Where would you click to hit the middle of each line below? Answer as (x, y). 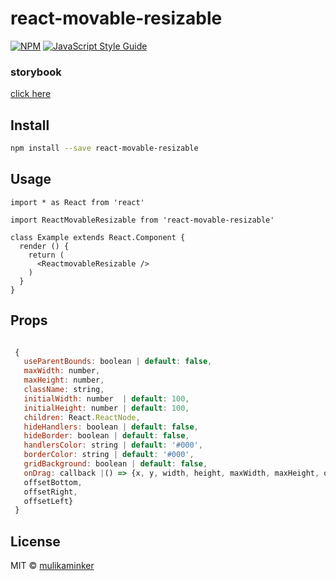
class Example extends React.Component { (98, 237)
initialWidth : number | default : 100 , (106, 398)
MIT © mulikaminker (52, 566)
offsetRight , (50, 492)
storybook (36, 72)
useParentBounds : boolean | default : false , (118, 362)
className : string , (64, 390)
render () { (44, 246)
